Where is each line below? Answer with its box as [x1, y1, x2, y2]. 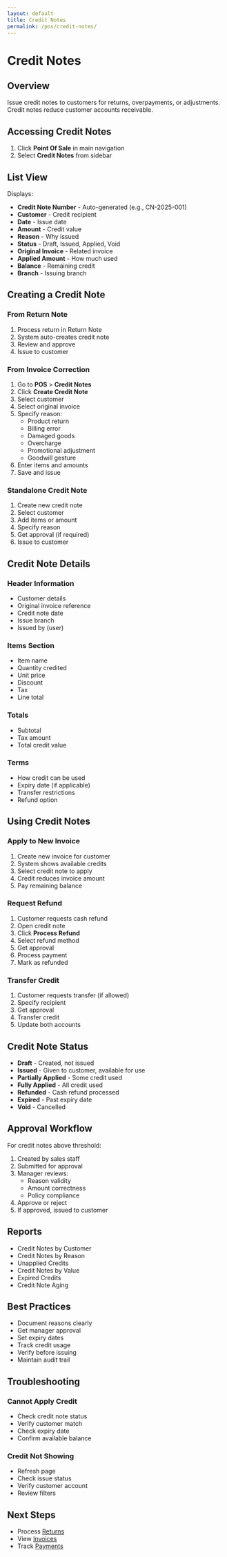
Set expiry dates [17, 1333, 64, 1342]
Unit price [17, 671, 46, 680]
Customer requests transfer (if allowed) [17, 991, 130, 999]
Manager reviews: [17, 1169, 69, 1177]
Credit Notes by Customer [17, 1244, 92, 1253]
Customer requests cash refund [17, 914, 108, 922]
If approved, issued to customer [17, 1206, 108, 1214]
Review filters [17, 1489, 57, 1498]
